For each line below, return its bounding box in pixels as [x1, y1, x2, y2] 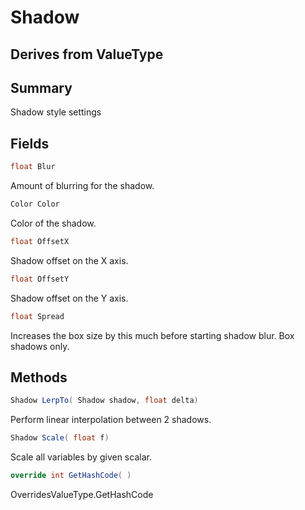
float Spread [10, 311, 65, 321]
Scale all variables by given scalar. [10, 451, 152, 463]
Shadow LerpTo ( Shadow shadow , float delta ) [10, 396, 199, 406]
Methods [10, 369, 68, 386]
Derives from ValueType [10, 46, 164, 63]
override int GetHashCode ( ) [10, 471, 132, 481]
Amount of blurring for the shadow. [10, 180, 155, 192]
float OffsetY [10, 274, 70, 284]
